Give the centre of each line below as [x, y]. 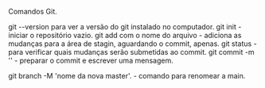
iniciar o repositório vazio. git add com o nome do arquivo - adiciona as [125, 35]
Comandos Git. [33, 11]
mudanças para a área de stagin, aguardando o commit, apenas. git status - [132, 44]
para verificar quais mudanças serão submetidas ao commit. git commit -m [131, 52]
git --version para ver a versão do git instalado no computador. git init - [125, 27]
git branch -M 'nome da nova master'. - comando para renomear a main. [127, 76]
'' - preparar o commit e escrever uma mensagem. [91, 60]
